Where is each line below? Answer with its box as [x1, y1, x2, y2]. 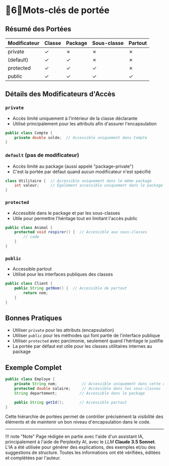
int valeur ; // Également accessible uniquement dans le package [14, 183, 163, 188]
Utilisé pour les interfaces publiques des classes [12, 271, 113, 277]
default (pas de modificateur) [5, 151, 79, 159]
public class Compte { [5, 130, 53, 135]
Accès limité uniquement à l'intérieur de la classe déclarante [12, 115, 138, 121]
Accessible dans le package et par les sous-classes [12, 210, 120, 216]
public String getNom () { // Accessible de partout [14, 286, 127, 291]
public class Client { [5, 281, 53, 286]
